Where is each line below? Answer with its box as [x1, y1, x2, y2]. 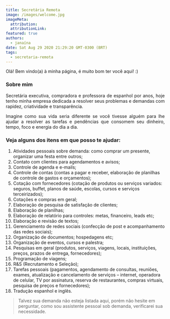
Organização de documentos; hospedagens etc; [13, 234, 114, 240]
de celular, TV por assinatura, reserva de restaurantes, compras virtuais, [13, 277, 164, 283]
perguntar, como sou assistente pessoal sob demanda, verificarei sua [18, 303, 163, 309]
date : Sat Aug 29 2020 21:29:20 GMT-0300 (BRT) [6, 45, 108, 50]
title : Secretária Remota [6, 7, 60, 13]
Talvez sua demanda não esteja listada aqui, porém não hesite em [18, 297, 155, 304]
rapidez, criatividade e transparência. [6, 103, 84, 109]
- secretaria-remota [10, 54, 53, 60]
